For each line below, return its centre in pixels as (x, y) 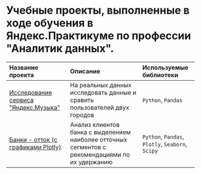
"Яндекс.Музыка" (35, 107)
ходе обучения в (50, 23)
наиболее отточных (98, 139)
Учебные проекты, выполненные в (98, 10)
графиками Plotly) (35, 147)
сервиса (22, 100)
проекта (22, 75)
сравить (82, 100)
